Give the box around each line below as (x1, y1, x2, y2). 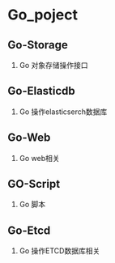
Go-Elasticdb (7, 84, 76, 98)
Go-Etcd (7, 223, 51, 237)
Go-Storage (7, 38, 68, 52)
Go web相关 (19, 153, 60, 163)
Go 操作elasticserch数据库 (19, 107, 108, 117)
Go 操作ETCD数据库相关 (19, 246, 100, 256)
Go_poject (7, 6, 79, 24)
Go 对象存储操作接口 (19, 61, 88, 70)
